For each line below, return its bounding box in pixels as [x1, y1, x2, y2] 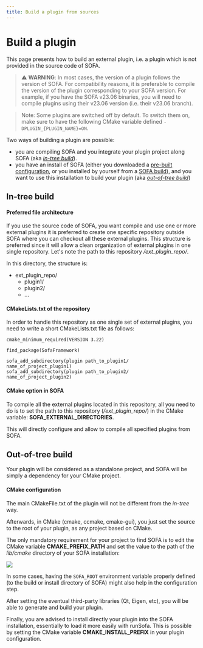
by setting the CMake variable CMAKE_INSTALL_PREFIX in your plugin [6, 628, 185, 636]
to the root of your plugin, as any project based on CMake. [6, 524, 153, 532]
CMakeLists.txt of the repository [6, 305, 91, 312]
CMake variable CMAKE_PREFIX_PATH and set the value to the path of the [6, 543, 194, 550]
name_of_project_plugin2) [6, 374, 72, 380]
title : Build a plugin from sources [6, 9, 99, 15]
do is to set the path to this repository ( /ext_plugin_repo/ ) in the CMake [6, 407, 184, 415]
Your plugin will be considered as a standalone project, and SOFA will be [6, 466, 187, 473]
